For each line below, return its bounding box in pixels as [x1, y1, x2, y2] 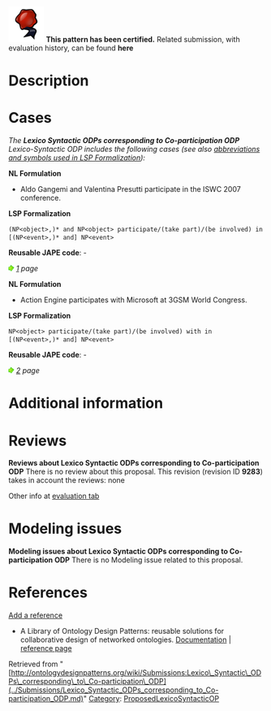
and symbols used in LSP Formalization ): [8, 153, 146, 163]
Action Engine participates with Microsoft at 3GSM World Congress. [19, 295, 247, 305]
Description [8, 72, 89, 90]
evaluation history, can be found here [8, 43, 134, 53]
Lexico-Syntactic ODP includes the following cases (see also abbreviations [8, 145, 260, 154]
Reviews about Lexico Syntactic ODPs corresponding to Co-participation [8, 458, 260, 468]
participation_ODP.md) [8, 694, 84, 704]
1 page [15, 263, 39, 274]
